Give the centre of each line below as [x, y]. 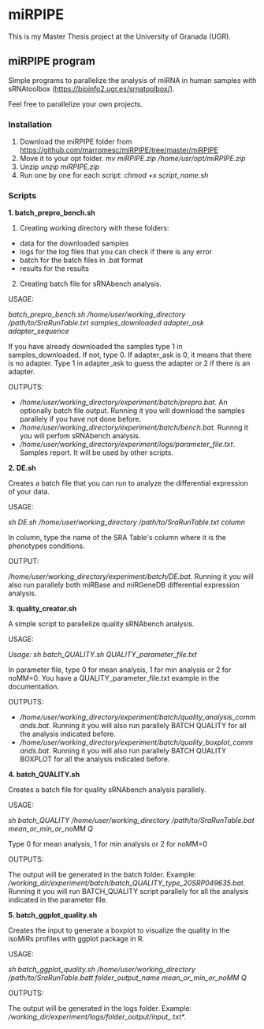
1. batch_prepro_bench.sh [52, 213]
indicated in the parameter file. [58, 900]
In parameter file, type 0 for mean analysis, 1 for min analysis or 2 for [120, 670]
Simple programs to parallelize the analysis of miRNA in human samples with [132, 80]
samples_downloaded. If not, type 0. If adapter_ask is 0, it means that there [130, 355]
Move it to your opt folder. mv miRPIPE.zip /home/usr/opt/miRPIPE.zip [132, 159]
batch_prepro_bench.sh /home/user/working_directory [97, 314]
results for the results [54, 269]
